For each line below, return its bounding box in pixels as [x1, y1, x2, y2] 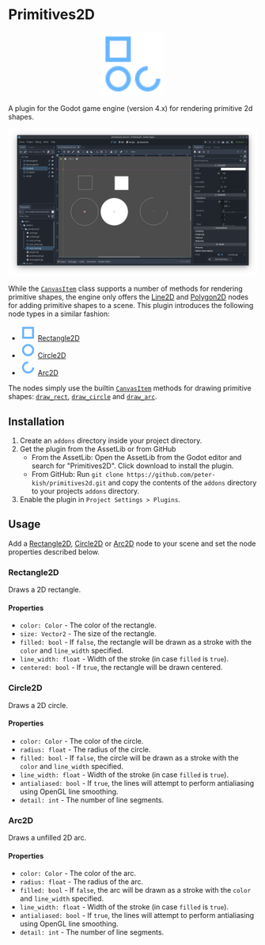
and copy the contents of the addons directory [108, 478, 257, 487]
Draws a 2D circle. [8, 700, 69, 710]
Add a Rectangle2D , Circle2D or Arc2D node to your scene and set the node [8, 539, 256, 548]
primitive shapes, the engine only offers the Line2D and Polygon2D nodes [8, 292, 249, 302]
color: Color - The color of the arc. [19, 869, 137, 878]
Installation [8, 414, 65, 429]
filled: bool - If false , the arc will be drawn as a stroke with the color [19, 886, 252, 895]
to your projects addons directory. [31, 486, 140, 496]
